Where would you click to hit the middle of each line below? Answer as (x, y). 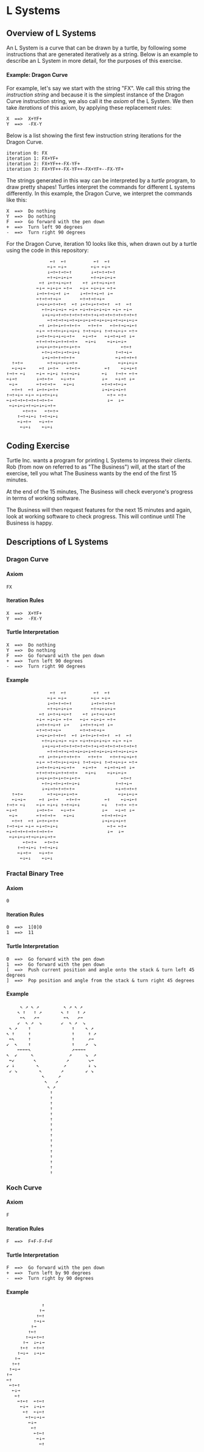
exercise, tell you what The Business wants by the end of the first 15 (92, 473)
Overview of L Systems (51, 33)
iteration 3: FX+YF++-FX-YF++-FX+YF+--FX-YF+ (65, 169)
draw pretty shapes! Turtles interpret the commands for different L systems (101, 187)
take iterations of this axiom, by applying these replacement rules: (89, 108)
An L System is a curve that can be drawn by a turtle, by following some (97, 48)
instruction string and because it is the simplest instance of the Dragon (95, 95)
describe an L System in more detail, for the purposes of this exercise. (94, 61)
